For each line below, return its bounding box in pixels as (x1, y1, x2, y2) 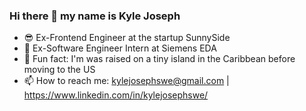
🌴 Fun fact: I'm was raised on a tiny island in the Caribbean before (23, 53, 296, 65)
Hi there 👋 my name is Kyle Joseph (9, 9, 181, 23)
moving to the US (23, 64, 96, 76)
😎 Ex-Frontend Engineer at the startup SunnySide (23, 32, 231, 44)
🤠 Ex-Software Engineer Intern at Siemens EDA (23, 42, 217, 54)
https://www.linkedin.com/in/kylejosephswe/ (23, 89, 209, 101)
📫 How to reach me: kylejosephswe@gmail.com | (23, 75, 230, 87)
